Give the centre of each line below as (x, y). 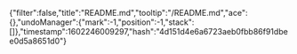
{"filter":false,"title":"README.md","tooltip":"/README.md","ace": (128, 13)
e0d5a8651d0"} (38, 41)
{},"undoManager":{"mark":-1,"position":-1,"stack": (102, 22)
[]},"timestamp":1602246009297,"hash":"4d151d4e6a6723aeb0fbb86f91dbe (149, 31)
